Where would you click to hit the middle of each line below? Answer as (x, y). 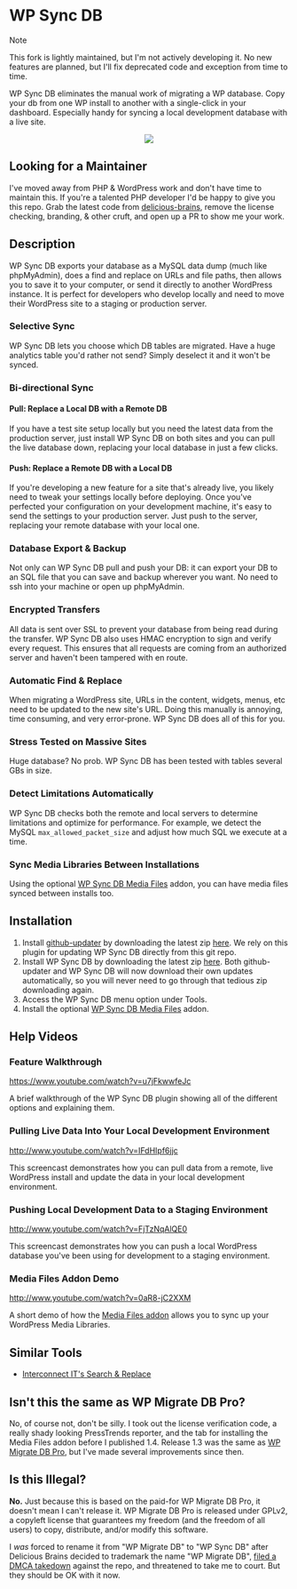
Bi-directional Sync (52, 388)
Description (42, 244)
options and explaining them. (62, 1108)
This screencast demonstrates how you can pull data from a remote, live (141, 1168)
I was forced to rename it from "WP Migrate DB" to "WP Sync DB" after (139, 1546)
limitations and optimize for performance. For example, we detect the (135, 823)
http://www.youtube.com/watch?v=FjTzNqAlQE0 (98, 1229)
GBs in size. (31, 771)
